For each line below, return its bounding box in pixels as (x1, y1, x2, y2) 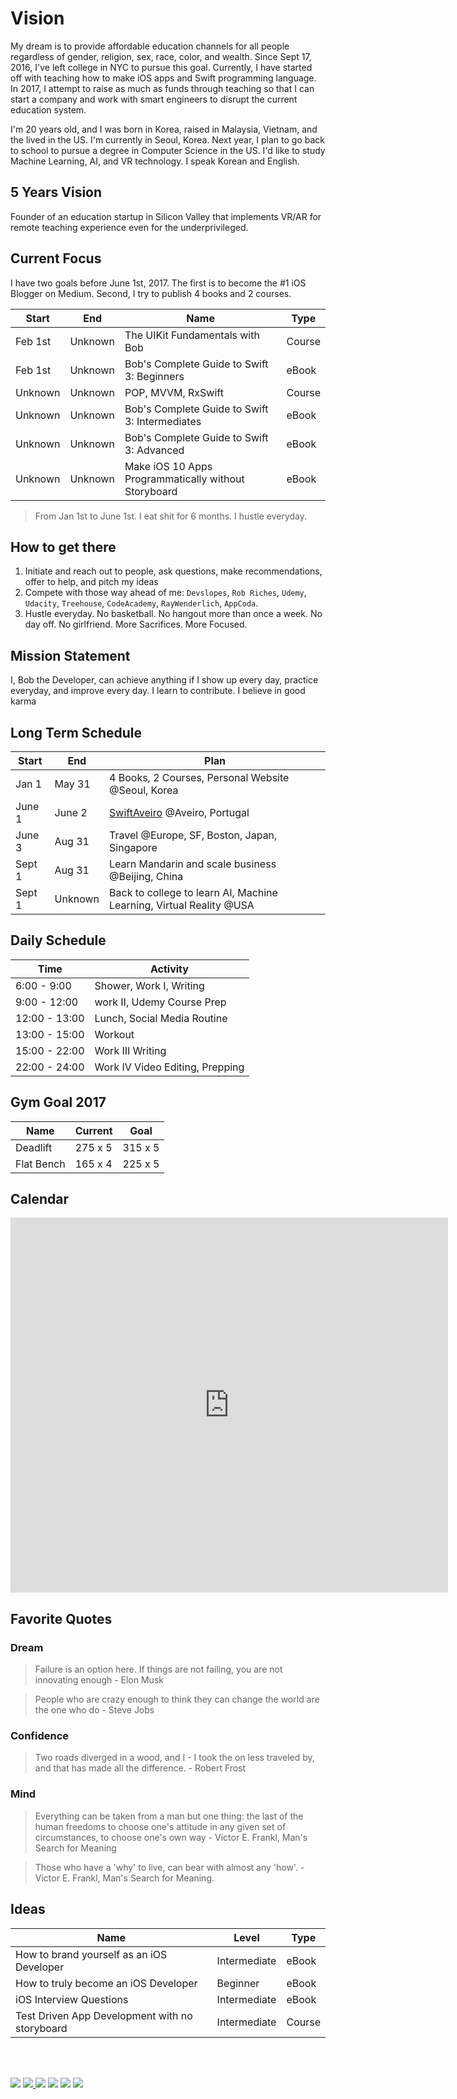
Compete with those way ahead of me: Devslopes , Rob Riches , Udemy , (24, 587, 307, 599)
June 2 (54, 806, 88, 819)
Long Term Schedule (10, 724, 142, 741)
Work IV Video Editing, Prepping (94, 1060, 245, 1074)
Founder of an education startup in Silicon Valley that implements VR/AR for (10, 210, 322, 222)
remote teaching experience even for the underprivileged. (10, 221, 249, 233)
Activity (149, 962, 189, 976)
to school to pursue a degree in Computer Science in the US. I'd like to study (10, 144, 326, 156)
